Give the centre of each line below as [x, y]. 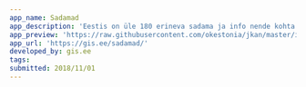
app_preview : [34, 34]
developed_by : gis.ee [51, 52]
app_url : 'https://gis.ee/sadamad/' [79, 43]
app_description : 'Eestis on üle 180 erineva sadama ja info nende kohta [153, 26]
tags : [20, 60]
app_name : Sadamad [44, 18]
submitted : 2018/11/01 [52, 69]
